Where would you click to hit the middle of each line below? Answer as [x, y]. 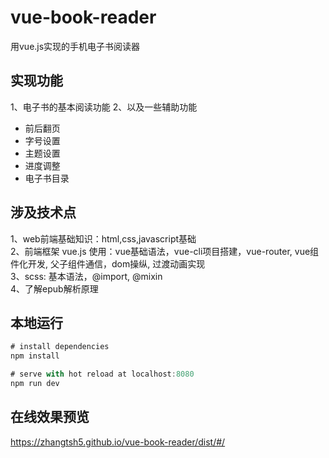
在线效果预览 [50, 417]
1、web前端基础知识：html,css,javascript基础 [103, 238]
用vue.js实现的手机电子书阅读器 [75, 46]
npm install [35, 356]
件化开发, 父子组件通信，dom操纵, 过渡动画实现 [108, 263]
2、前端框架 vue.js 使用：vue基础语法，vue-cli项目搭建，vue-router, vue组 [165, 251]
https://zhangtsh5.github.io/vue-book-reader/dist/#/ [118, 442]
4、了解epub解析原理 [54, 288]
